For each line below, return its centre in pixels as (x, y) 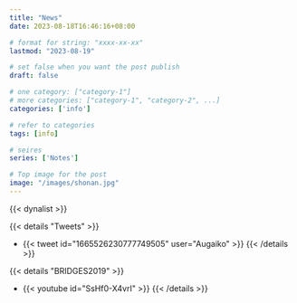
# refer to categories (52, 125)
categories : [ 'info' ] (50, 109)
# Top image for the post (58, 175)
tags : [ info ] (34, 133)
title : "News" (36, 18)
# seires (26, 150)
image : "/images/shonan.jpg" (64, 183)
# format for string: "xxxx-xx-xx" (77, 43)
